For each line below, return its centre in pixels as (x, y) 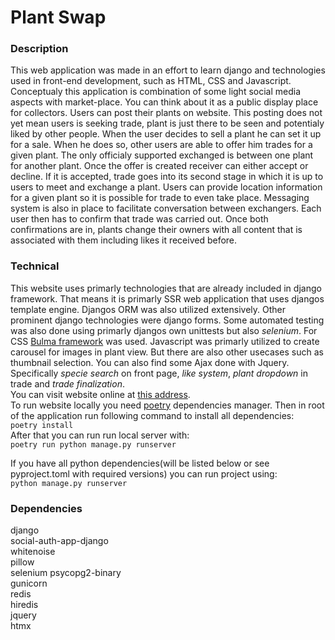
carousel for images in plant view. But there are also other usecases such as (167, 352)
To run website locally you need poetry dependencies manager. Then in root (167, 405)
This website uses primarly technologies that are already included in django (166, 288)
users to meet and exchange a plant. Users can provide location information (166, 187)
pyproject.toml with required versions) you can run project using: (144, 473)
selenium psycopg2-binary (66, 573)
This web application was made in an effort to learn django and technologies (168, 70)
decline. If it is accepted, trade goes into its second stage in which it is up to (167, 177)
